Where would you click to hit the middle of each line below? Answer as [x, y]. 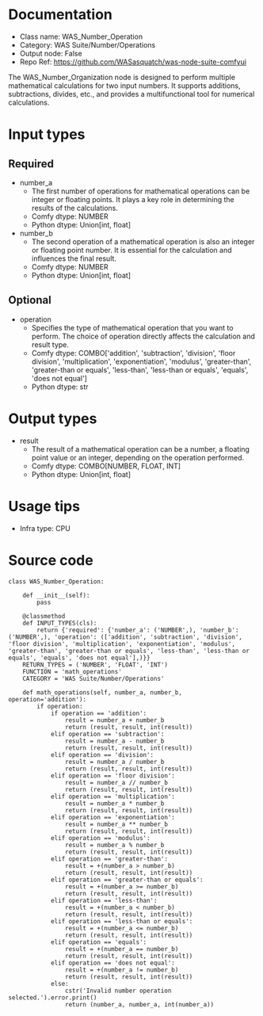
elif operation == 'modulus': [100, 838]
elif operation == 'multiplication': [113, 796]
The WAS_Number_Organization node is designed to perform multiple [122, 77]
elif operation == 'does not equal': [113, 963]
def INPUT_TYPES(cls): [60, 623]
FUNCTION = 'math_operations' [72, 671]
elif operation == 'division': [102, 754]
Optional [30, 300]
